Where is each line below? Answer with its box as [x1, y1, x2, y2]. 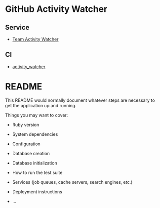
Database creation [12, 150, 50, 156]
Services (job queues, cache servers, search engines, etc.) [12, 179, 133, 185]
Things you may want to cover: [5, 112, 68, 118]
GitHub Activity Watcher [5, 3, 108, 15]
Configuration [12, 141, 40, 147]
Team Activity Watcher [12, 36, 59, 42]
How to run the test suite [12, 169, 63, 175]
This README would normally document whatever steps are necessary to [5, 97, 155, 103]
